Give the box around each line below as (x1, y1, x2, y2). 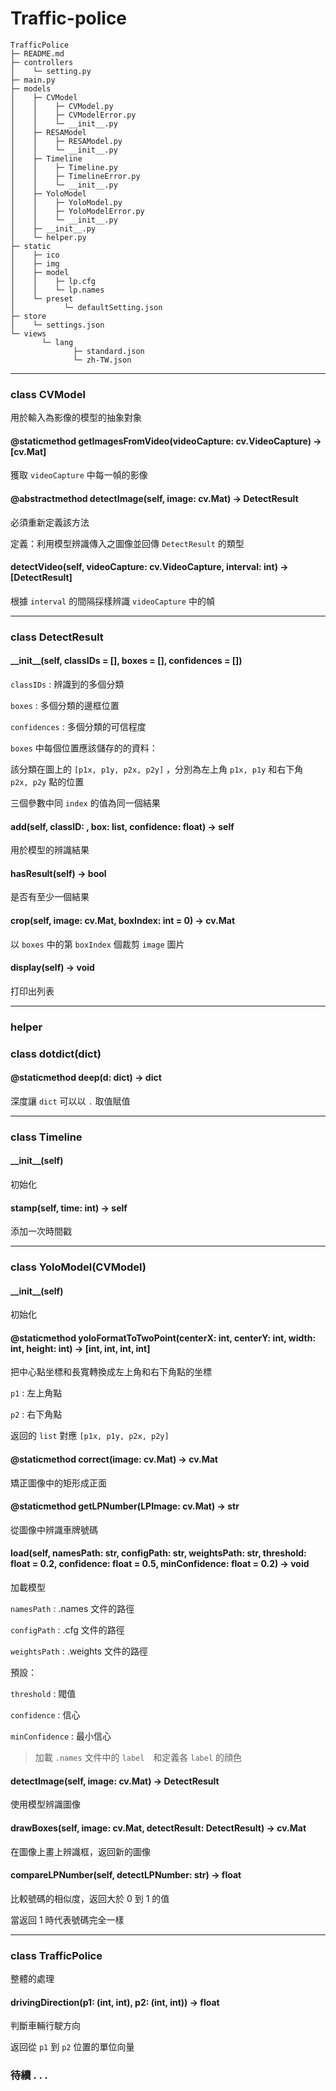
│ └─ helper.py (10, 232, 87, 242)
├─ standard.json (73, 346, 145, 356)
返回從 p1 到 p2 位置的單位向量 (10, 2041, 135, 2053)
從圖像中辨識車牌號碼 (10, 1523, 98, 1536)
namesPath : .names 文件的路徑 (10, 1603, 135, 1615)
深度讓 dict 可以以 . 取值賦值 (10, 1095, 131, 1107)
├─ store (10, 311, 47, 321)
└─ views (10, 328, 47, 339)
